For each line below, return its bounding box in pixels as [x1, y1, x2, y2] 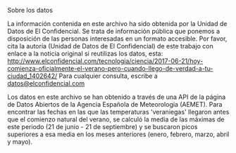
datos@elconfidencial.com [7, 79, 85, 87]
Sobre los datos [7, 6, 53, 14]
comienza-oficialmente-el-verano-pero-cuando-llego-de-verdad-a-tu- [7, 65, 213, 72]
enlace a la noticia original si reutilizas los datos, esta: [7, 49, 163, 58]
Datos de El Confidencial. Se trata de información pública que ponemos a [7, 27, 221, 35]
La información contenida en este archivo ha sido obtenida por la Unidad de [7, 20, 228, 27]
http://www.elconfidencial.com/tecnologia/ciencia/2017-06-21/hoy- [7, 57, 204, 65]
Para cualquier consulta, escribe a [58, 72, 159, 80]
